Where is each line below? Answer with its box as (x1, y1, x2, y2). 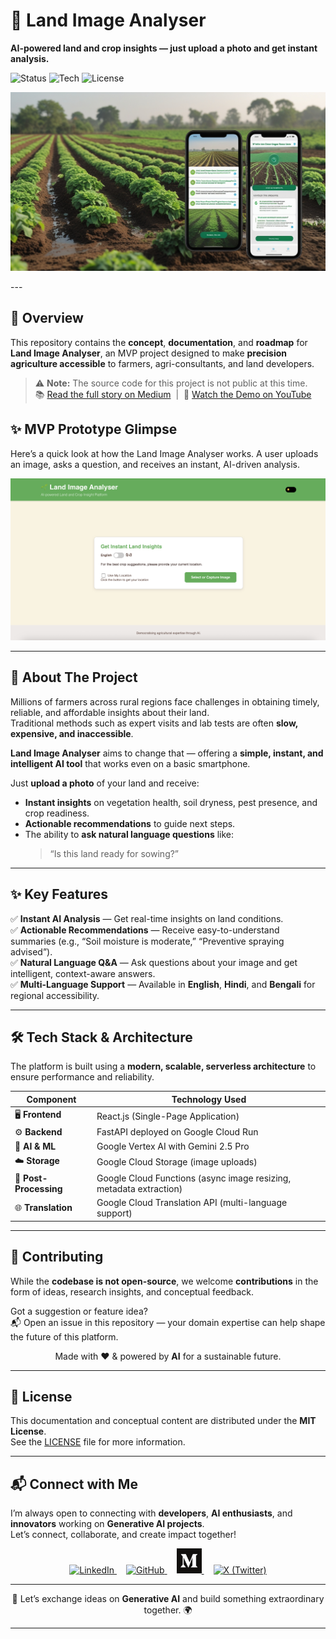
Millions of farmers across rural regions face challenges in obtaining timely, (10, 695, 320, 708)
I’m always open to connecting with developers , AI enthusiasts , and (10, 1507, 293, 1519)
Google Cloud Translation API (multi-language (96, 1197, 288, 1209)
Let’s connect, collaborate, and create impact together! (10, 1529, 237, 1541)
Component (26, 1093, 77, 1105)
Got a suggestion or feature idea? (10, 1305, 148, 1317)
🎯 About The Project (10, 669, 138, 686)
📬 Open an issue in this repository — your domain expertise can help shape (10, 1316, 326, 1328)
